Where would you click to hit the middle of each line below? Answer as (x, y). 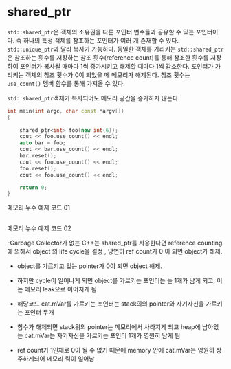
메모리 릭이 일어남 (71, 359)
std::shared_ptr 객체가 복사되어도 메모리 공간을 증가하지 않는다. (93, 98)
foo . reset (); (38, 168)
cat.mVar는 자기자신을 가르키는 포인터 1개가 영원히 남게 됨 (102, 336)
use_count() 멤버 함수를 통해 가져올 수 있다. (66, 83)
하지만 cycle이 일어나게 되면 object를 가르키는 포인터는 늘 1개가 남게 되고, (116, 281)
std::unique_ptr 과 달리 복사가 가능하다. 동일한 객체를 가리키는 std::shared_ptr (115, 49)
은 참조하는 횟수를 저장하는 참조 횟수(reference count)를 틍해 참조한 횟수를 (108, 57)
